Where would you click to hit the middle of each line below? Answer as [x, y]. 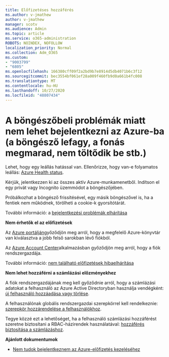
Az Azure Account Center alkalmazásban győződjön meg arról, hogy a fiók [83, 248]
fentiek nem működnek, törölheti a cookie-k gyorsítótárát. [66, 203]
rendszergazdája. [23, 253]
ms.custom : [17, 57]
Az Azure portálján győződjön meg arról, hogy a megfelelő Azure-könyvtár [83, 233]
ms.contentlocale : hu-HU [32, 86]
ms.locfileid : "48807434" [33, 95]
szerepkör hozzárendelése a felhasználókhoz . [53, 309]
